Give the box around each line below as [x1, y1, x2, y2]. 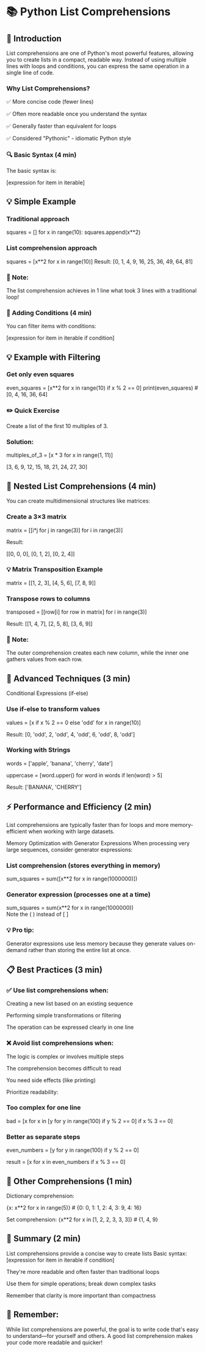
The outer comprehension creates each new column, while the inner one [6, 649, 189, 656]
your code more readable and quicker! [6, 1339, 103, 1346]
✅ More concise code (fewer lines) [6, 98, 94, 106]
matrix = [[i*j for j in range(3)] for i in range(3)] [6, 526, 123, 534]
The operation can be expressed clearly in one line [6, 1023, 134, 1031]
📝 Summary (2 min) [6, 1234, 81, 1244]
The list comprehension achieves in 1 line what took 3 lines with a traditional [6, 286, 197, 294]
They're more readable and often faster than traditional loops [6, 1268, 160, 1275]
